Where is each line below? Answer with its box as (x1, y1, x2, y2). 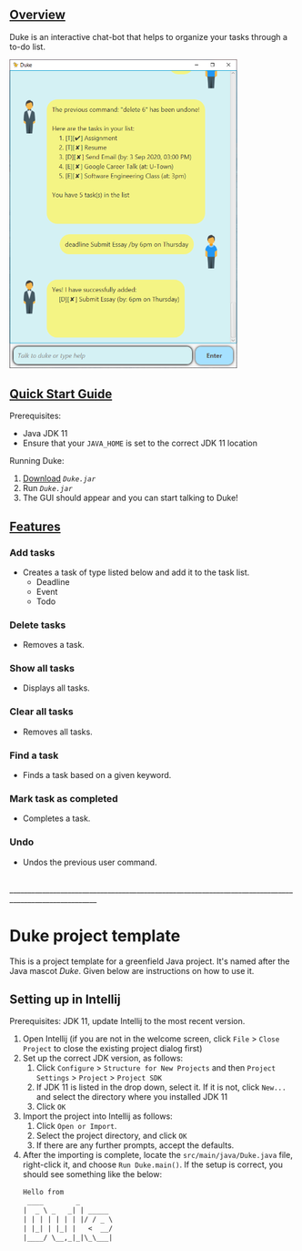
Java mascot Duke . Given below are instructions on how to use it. (9, 965, 255, 976)
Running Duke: (9, 456, 65, 467)
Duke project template (9, 925, 181, 946)
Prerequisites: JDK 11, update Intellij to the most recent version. (9, 1016, 246, 1027)
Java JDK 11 (22, 428, 68, 439)
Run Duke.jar (22, 483, 73, 494)
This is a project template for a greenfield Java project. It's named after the (9, 956, 290, 967)
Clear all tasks (9, 705, 75, 718)
